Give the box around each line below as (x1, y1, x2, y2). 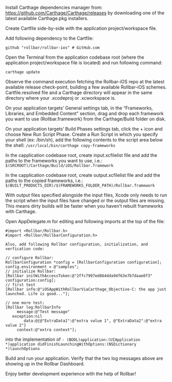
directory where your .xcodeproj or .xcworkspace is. (5, 95, 116, 101)
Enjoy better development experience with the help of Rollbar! (5, 371, 136, 377)
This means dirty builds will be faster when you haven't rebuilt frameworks (5, 203, 163, 209)
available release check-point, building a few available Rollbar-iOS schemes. (5, 84, 167, 90)
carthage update (5, 69, 40, 75)
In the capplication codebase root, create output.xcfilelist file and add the (5, 172, 161, 178)
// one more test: (5, 300, 45, 305)
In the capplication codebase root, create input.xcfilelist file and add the (5, 152, 158, 158)
